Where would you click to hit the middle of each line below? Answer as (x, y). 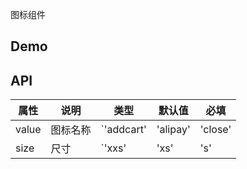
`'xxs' (113, 148)
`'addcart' (123, 130)
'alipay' (173, 130)
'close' (215, 130)
